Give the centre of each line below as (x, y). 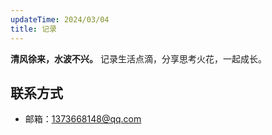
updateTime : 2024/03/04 (60, 19)
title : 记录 (33, 29)
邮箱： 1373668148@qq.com (83, 119)
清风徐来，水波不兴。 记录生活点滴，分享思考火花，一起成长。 (138, 58)
